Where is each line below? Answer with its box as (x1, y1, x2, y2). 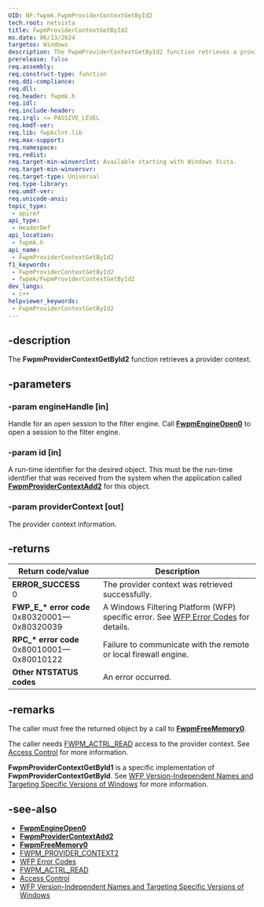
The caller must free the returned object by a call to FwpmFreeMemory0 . (8, 724, 247, 734)
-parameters (8, 377, 71, 391)
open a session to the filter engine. (8, 427, 121, 437)
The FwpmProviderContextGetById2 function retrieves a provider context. (8, 355, 251, 364)
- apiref (11, 210, 41, 217)
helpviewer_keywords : (8, 297, 79, 305)
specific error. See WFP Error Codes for (103, 611, 250, 623)
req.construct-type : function (8, 70, 108, 78)
